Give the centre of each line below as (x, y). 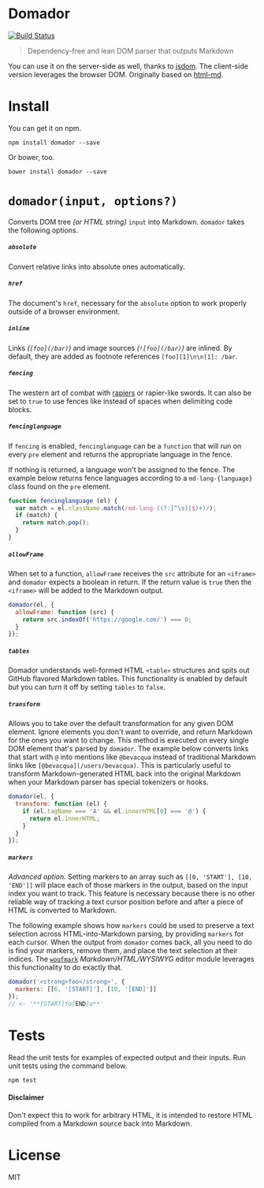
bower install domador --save (58, 171)
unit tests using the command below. (68, 1066)
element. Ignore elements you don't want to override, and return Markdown (130, 732)
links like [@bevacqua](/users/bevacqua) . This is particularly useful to (119, 765)
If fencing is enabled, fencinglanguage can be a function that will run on (125, 445)
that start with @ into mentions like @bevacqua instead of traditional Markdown (132, 757)
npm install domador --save (54, 143)
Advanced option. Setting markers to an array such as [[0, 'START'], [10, (130, 877)
